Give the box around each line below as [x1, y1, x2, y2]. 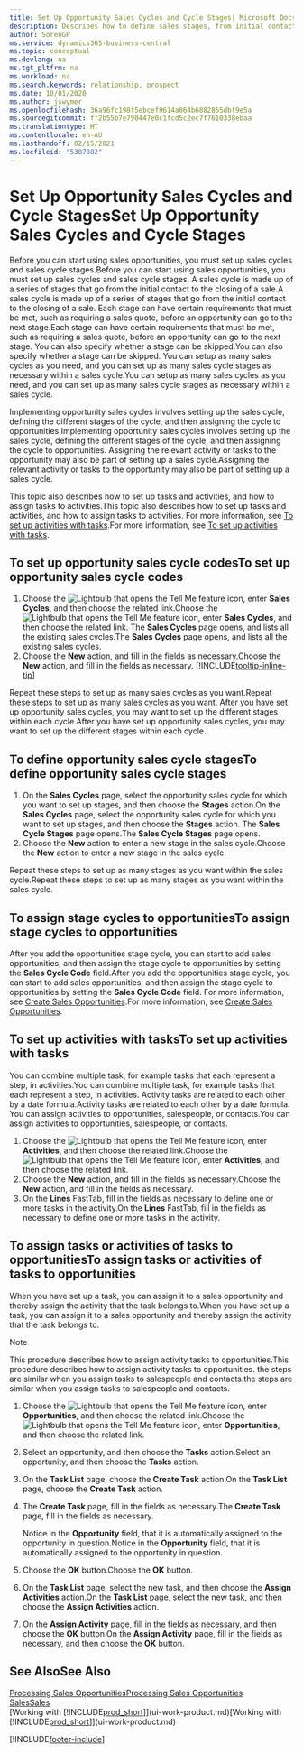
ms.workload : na [9, 72, 70, 81]
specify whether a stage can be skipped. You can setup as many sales [9, 350, 271, 361]
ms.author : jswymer [9, 97, 83, 106]
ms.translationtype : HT [9, 123, 99, 132]
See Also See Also [9, 1664, 111, 1679]
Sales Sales [9, 1697, 50, 1708]
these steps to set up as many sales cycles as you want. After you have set [9, 697, 289, 708]
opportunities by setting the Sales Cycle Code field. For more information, [9, 987, 285, 997]
